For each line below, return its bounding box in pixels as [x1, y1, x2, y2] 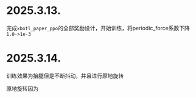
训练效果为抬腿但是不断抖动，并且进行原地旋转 [6, 72, 124, 79]
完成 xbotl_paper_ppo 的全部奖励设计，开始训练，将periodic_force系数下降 [6, 24, 191, 31]
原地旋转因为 [6, 85, 38, 92]
